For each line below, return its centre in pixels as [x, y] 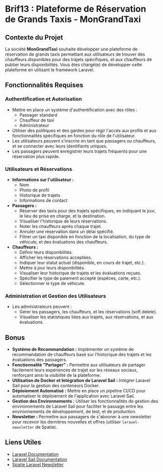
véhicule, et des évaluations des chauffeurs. [63, 242]
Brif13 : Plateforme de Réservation [76, 9]
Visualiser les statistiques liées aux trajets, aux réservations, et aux [86, 317]
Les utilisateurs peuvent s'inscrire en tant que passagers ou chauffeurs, [84, 141]
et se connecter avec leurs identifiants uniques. [60, 146]
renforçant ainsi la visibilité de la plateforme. [56, 375]
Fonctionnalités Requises [44, 85]
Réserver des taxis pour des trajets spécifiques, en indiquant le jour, [87, 210]
